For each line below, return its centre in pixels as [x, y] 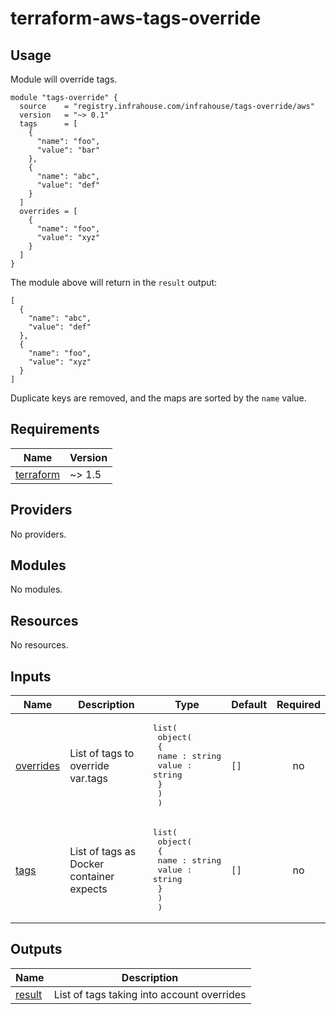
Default [249, 705]
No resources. [39, 645]
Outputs [36, 949]
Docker [87, 864]
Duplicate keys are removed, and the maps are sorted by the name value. [158, 398]
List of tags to [102, 753]
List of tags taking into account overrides [150, 994]
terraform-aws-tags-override [136, 18]
